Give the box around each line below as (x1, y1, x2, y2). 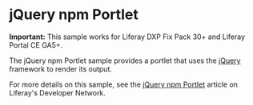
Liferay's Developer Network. (9, 87, 106, 97)
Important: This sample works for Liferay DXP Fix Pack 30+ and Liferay (9, 32, 245, 41)
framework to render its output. (9, 64, 113, 73)
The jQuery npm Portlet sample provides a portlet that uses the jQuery (9, 56, 241, 65)
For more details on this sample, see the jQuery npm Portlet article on (9, 80, 239, 89)
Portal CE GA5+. (9, 40, 63, 49)
